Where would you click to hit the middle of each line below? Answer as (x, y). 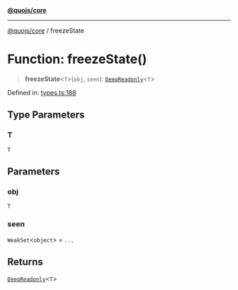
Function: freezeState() (77, 59)
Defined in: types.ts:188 (42, 92)
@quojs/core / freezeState (46, 30)
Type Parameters (46, 115)
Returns (25, 262)
